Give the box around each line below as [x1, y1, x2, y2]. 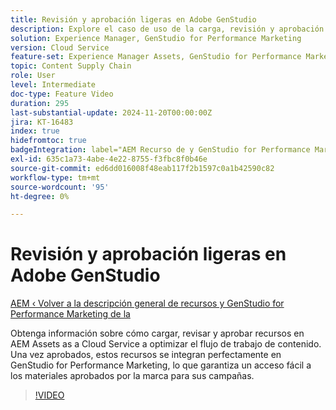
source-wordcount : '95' [10, 182, 110, 192]
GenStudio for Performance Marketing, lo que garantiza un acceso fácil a [10, 359, 312, 371]
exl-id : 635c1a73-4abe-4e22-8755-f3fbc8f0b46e [10, 154, 208, 164]
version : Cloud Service [10, 42, 110, 53]
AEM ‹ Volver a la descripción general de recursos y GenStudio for [10, 297, 285, 310]
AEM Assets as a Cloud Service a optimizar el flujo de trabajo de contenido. [10, 338, 322, 350]
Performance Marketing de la [10, 308, 131, 320]
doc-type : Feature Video [10, 89, 114, 99]
